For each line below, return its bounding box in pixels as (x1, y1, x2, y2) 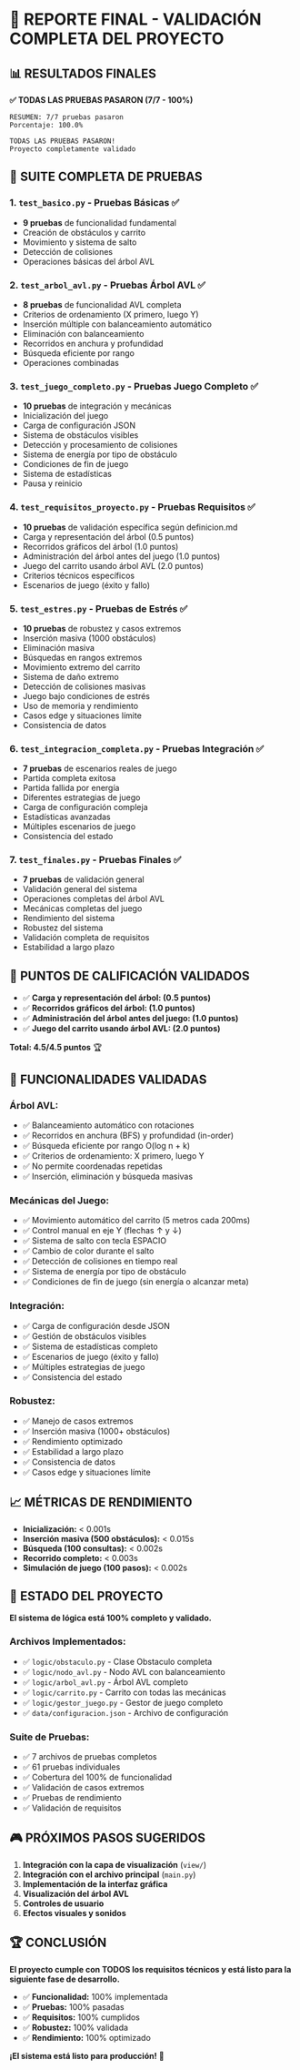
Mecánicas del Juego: (9, 1193, 109, 1206)
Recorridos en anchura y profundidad (22, 338, 164, 349)
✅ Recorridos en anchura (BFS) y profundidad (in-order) (22, 1130, 235, 1141)
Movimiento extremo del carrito (22, 661, 141, 673)
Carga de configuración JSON (22, 420, 136, 431)
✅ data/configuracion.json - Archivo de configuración (22, 1707, 229, 1718)
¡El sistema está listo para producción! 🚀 (9, 2050, 165, 2061)
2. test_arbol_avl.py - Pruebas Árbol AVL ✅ (9, 279, 206, 291)
